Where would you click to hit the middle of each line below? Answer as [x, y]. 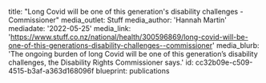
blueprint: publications [133, 71]
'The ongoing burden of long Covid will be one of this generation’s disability [133, 54]
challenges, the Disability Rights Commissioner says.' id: [101, 62]
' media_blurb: [236, 45]
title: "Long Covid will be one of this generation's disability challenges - [126, 12]
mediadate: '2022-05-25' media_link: [70, 28]
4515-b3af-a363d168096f [51, 71]
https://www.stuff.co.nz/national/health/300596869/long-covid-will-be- [129, 37]
